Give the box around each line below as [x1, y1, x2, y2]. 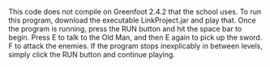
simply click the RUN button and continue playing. [8, 50, 176, 59]
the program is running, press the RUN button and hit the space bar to [8, 24, 242, 33]
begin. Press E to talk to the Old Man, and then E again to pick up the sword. [8, 32, 263, 42]
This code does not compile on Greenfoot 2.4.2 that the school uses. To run [8, 7, 262, 16]
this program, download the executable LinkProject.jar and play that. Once [8, 15, 257, 25]
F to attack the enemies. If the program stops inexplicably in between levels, [8, 41, 264, 51]
